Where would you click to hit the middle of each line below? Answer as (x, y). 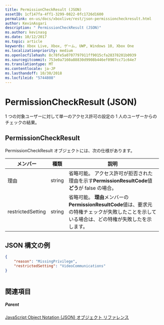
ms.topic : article (24, 42)
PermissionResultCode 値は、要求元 (111, 205)
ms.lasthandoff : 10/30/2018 (34, 73)
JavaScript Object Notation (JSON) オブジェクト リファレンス (67, 317)
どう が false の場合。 (93, 188)
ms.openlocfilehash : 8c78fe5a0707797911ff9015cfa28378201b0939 (71, 55)
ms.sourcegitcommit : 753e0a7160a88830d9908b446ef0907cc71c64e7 (71, 60)
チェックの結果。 (22, 122)
